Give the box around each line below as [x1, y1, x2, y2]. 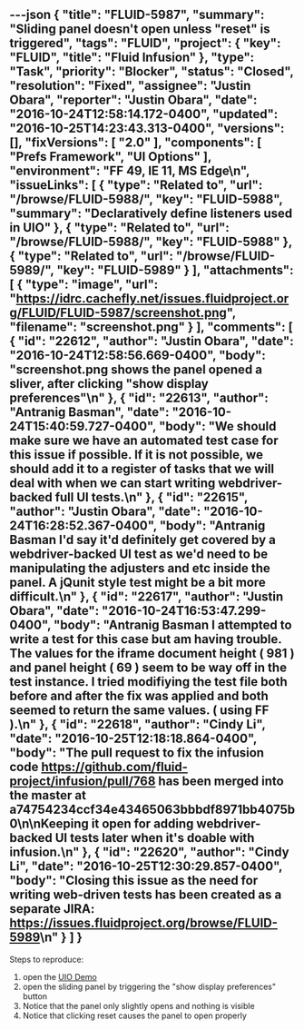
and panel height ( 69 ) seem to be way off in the [9, 660, 288, 676]
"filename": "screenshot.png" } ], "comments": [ [9, 320, 293, 335]
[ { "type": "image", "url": [9, 277, 159, 292]
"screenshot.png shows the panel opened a [9, 362, 263, 378]
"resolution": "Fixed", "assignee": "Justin [9, 78, 251, 94]
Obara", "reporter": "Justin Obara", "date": [9, 93, 258, 108]
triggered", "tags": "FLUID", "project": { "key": [9, 35, 281, 51]
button [22, 990, 48, 1002]
